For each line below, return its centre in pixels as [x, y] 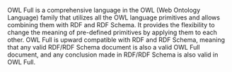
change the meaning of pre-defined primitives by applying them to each [112, 32]
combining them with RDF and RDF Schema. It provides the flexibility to [111, 25]
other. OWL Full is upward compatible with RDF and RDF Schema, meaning [116, 40]
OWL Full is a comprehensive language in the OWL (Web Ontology [104, 10]
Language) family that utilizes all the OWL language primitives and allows [114, 17]
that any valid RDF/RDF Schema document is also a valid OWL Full [104, 47]
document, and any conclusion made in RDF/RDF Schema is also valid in [113, 55]
